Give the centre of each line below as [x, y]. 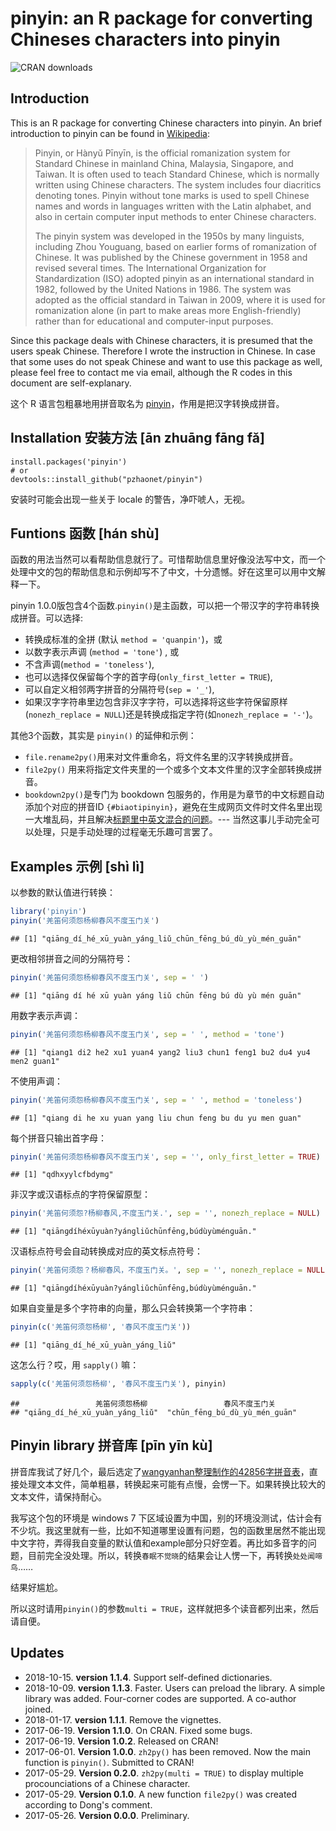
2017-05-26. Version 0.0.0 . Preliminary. [107, 1815]
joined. [39, 1709]
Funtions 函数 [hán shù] [85, 533]
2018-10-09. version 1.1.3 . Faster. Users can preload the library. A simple [175, 1688]
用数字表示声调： [45, 1015]
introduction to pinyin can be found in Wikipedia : [110, 133]
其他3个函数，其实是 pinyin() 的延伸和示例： [103, 736]
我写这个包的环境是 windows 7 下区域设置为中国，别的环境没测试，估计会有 [166, 1518]
